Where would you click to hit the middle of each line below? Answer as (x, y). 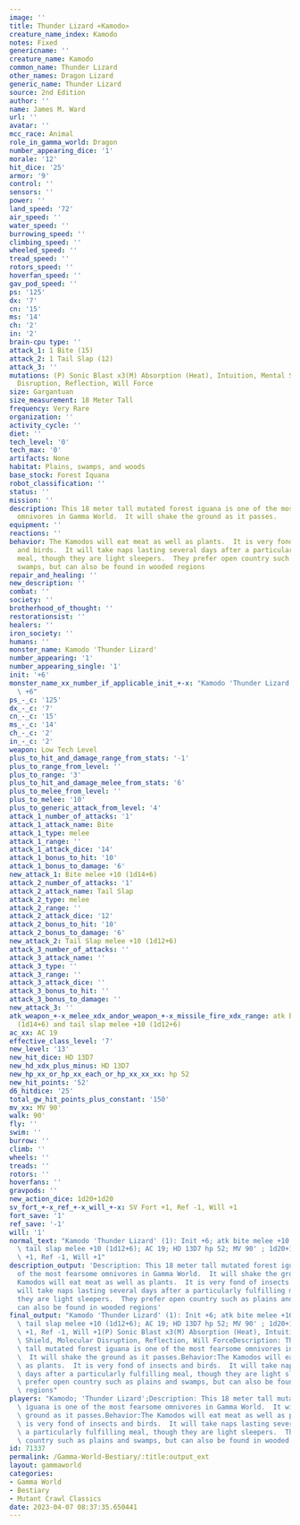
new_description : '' (48, 584)
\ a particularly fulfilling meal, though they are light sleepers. (147, 1432)
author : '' (29, 101)
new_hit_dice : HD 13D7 (51, 1058)
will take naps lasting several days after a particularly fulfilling (151, 1291)
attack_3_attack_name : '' (57, 958)
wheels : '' (29, 1157)
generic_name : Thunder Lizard (66, 84)
